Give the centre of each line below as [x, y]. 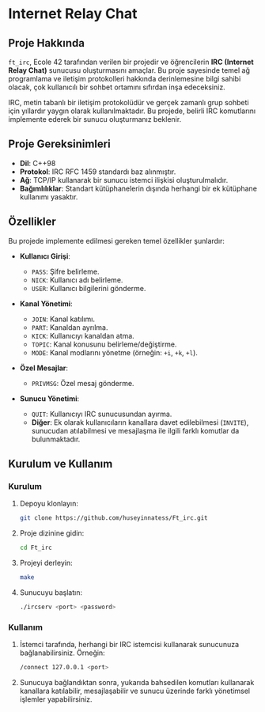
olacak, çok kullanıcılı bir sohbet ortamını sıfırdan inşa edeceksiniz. [117, 87]
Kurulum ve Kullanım [61, 464]
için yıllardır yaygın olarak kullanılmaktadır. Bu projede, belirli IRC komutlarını [132, 111]
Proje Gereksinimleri [59, 144]
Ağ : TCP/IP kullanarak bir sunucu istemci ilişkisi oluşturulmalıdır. [124, 180]
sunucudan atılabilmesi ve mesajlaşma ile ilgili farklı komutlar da [135, 430]
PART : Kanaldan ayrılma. [70, 327]
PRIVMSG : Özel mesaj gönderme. [83, 383]
